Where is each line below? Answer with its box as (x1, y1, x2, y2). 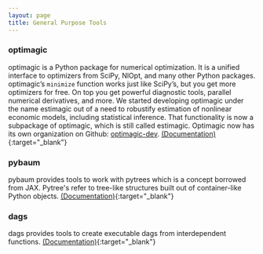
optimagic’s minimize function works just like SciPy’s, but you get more (8, 79, 236, 89)
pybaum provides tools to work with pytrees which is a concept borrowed (8, 175, 247, 184)
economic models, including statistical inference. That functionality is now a (8, 112, 254, 122)
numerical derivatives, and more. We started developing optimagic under (8, 96, 244, 105)
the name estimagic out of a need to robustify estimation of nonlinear (8, 103, 232, 114)
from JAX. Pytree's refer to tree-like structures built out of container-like (8, 183, 242, 193)
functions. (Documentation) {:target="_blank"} (8, 237, 156, 247)
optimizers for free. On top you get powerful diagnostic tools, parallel (8, 87, 232, 96)
